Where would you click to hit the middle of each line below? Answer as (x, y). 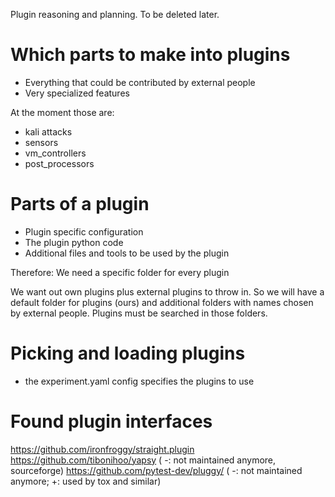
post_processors (59, 163)
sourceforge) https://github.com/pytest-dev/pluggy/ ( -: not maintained (156, 470)
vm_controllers (55, 153)
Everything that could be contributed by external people (140, 82)
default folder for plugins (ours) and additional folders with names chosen (162, 302)
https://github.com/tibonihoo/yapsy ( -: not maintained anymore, (143, 460)
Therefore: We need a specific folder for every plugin (120, 272)
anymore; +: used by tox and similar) (86, 481)
